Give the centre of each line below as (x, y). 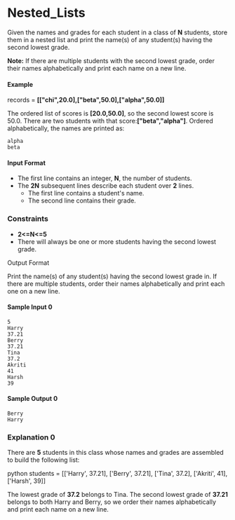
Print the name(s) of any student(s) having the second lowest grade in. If (112, 276)
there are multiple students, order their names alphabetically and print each (116, 283)
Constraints (28, 219)
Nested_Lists (46, 13)
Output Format (28, 262)
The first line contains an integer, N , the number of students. (105, 178)
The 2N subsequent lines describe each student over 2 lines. (106, 186)
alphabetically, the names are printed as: (66, 128)
